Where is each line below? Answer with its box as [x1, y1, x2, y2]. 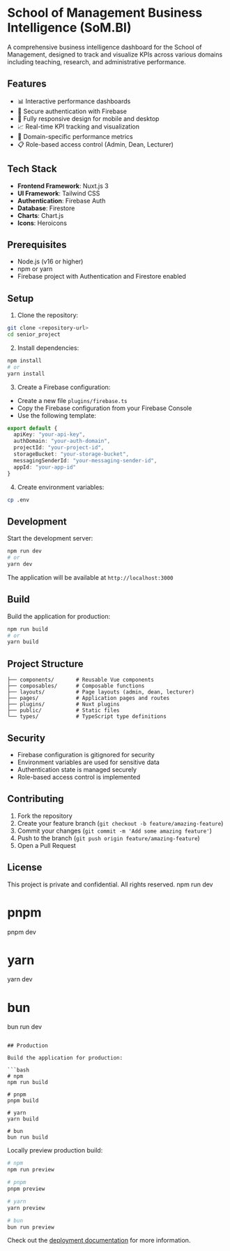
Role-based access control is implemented [17, 773, 141, 781]
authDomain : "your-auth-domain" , [13, 438, 111, 445]
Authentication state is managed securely [17, 765, 137, 773]
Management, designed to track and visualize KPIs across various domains [7, 50, 223, 59]
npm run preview [7, 1166, 54, 1173]
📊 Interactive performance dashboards [17, 96, 131, 105]
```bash [7, 1067, 30, 1074]
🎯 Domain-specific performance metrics [17, 132, 134, 140]
